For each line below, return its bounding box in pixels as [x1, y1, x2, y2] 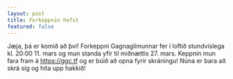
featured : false [7, 23, 54, 30]
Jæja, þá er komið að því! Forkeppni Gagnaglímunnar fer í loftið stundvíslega [7, 42, 225, 51]
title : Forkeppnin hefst [7, 17, 79, 24]
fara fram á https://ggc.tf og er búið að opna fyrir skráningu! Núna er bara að [7, 57, 226, 65]
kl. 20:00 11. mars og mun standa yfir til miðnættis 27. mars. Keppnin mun [7, 49, 216, 58]
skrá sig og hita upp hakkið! [7, 64, 86, 73]
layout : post [7, 10, 45, 17]
